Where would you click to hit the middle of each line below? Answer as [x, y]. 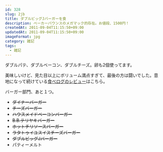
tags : [10, 46]
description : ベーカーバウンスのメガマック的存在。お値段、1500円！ [67, 23]
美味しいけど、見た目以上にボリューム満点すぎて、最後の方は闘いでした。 [80, 75]
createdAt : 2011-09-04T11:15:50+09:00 [44, 28]
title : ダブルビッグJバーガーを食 [36, 19]
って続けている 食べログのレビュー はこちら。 [63, 81]
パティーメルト [27, 145]
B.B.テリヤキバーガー [33, 120]
